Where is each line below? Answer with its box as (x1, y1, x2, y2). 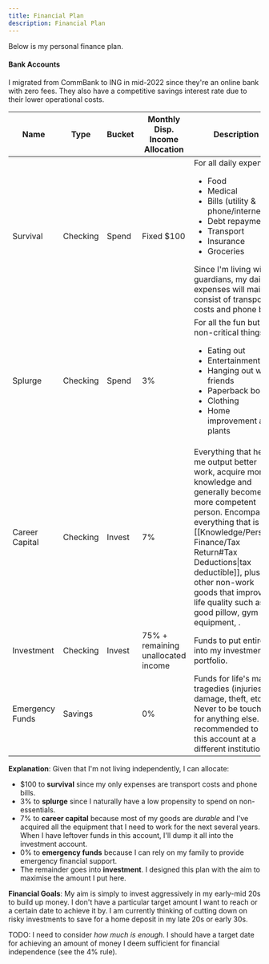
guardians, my (193, 274, 247, 285)
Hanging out (207, 364, 254, 376)
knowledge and (193, 476, 252, 487)
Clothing (207, 395, 239, 406)
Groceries (207, 246, 245, 257)
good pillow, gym (193, 607, 259, 618)
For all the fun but (193, 316, 260, 327)
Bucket (106, 128, 134, 140)
